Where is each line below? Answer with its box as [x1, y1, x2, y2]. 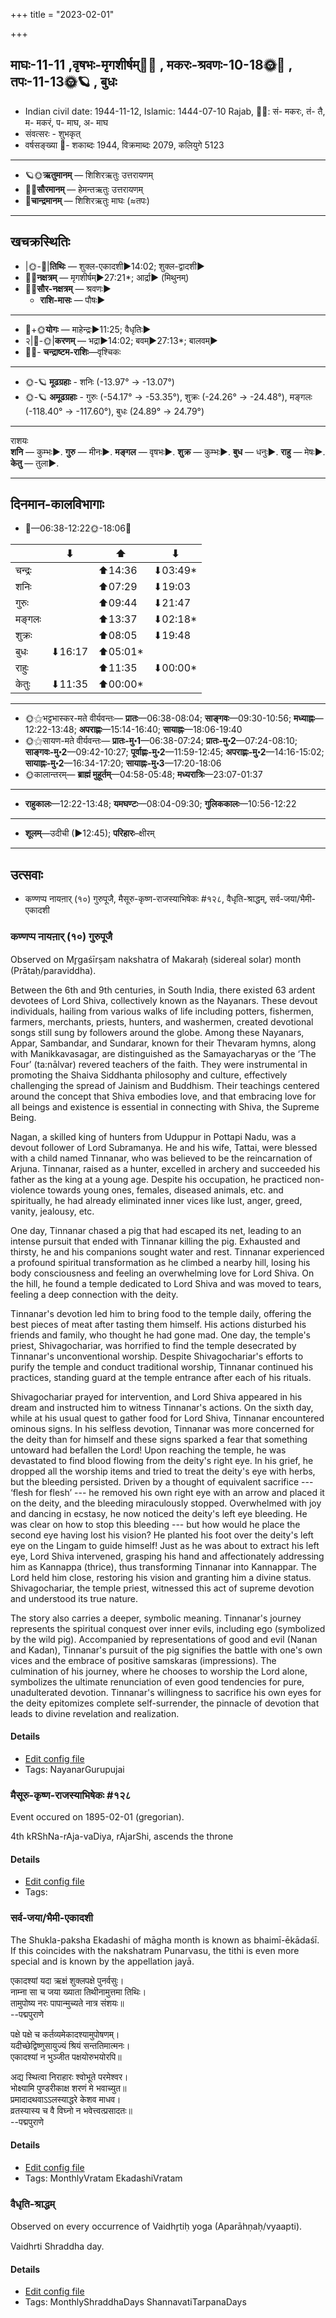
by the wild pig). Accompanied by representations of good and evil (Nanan [10, 1633, 318, 1645]
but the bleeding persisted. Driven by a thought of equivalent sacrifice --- [10, 1475, 314, 1488]
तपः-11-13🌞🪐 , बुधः [10, 74, 118, 91]
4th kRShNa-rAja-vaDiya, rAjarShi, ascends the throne [10, 1830, 234, 1843]
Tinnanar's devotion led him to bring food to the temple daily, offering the [10, 1307, 312, 1319]
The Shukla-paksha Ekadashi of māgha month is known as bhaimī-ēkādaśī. [10, 1934, 320, 1946]
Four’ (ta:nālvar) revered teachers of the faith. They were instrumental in [10, 1058, 308, 1070]
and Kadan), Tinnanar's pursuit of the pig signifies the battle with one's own [10, 1644, 323, 1656]
